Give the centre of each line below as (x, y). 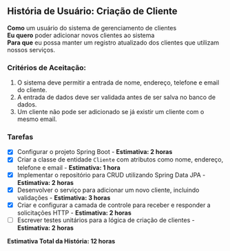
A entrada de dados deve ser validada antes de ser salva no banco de (116, 97)
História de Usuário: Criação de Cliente (92, 11)
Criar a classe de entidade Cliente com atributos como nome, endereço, (120, 160)
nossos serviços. (31, 50)
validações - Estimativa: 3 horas (64, 197)
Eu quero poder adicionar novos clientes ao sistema (81, 35)
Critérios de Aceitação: (47, 67)
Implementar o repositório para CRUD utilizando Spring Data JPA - (111, 175)
